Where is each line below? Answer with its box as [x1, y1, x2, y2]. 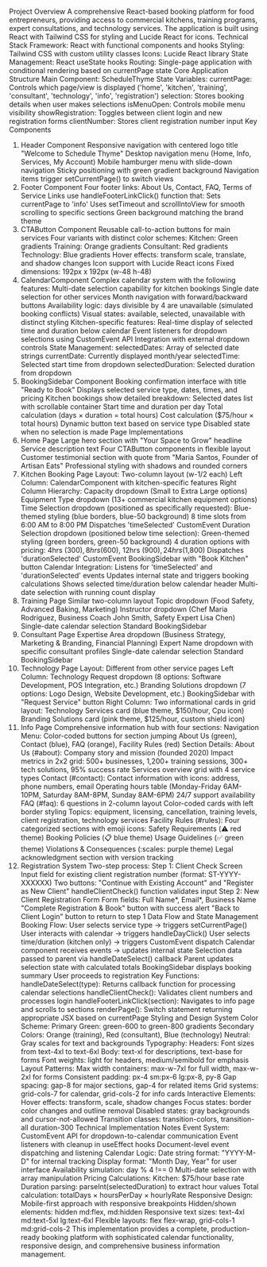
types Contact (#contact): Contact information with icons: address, [20, 774, 241, 782]
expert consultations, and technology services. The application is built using [9, 24, 259, 33]
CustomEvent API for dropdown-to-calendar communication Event [20, 1131, 239, 1141]
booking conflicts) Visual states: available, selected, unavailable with [20, 309, 246, 319]
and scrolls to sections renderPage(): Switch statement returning [20, 1005, 233, 1014]
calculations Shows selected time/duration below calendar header [20, 579, 238, 589]
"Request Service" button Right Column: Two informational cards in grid [20, 697, 257, 706]
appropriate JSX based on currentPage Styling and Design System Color [20, 1013, 259, 1022]
